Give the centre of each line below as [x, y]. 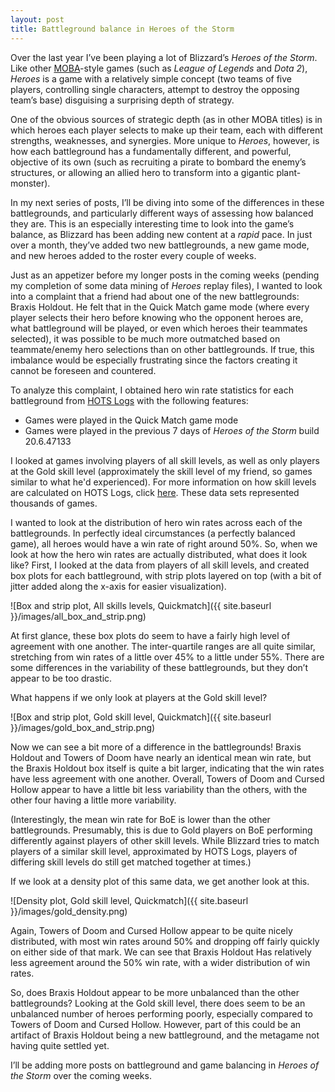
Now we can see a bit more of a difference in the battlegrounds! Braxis [156, 747]
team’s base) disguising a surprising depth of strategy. [122, 100]
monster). [30, 183]
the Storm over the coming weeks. [81, 1075]
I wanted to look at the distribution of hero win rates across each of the [156, 522]
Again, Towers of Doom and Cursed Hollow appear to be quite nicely [151, 930]
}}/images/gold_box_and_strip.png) [83, 727]
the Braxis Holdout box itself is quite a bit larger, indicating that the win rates [167, 768]
